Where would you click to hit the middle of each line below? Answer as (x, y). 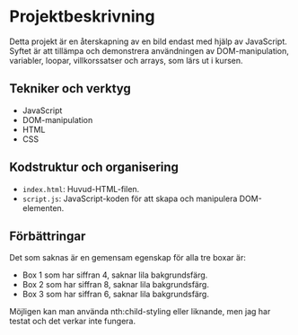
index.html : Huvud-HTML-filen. (81, 189)
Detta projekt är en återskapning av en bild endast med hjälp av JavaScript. (148, 41)
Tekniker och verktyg (70, 88)
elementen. (43, 207)
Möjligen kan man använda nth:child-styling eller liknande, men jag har (140, 312)
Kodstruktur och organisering (94, 167)
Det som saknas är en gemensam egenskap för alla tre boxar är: (128, 258)
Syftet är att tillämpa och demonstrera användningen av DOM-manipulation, (149, 50)
